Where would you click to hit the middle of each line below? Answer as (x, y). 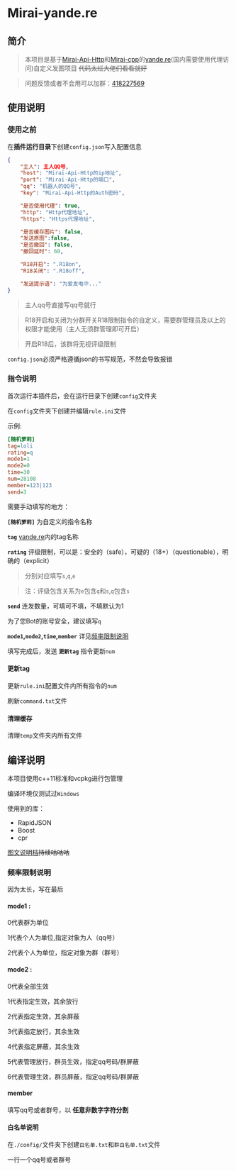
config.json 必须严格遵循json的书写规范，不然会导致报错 (90, 359)
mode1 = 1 (19, 459)
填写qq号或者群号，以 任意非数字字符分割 (68, 1110)
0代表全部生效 (28, 986)
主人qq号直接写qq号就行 (61, 305)
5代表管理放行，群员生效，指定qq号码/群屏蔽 (73, 1061)
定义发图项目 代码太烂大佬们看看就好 (93, 68)
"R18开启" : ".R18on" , (51, 265)
